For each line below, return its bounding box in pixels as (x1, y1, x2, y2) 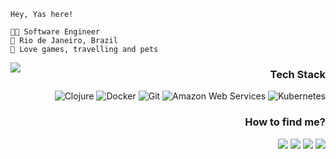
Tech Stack (269, 67, 326, 81)
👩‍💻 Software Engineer (10, 27, 101, 37)
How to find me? (244, 115, 326, 129)
